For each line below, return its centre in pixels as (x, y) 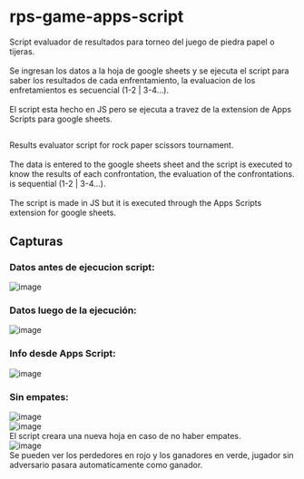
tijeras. (22, 51)
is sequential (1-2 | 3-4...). (58, 184)
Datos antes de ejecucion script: (83, 267)
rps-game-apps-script (97, 17)
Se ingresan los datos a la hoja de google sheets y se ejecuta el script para (149, 71)
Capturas (36, 241)
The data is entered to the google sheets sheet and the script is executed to (151, 164)
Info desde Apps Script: (63, 354)
